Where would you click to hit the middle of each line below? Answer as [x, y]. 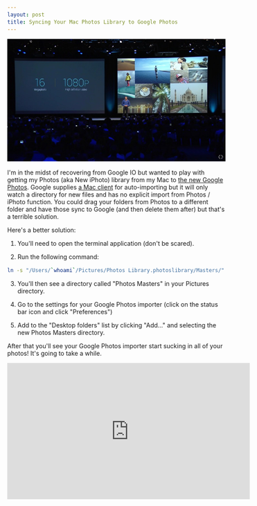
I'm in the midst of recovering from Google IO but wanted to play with [106, 172]
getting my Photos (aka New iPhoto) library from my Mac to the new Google [115, 180]
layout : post [26, 15]
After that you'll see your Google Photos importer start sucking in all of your [115, 346]
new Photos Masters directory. [61, 333]
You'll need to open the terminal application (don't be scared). [106, 244]
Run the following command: [58, 257]
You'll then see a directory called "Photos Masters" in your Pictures [113, 284]
